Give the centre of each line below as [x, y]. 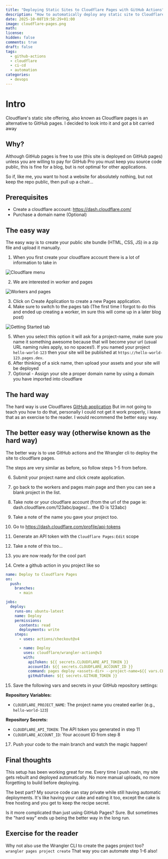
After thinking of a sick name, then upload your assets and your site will [86, 363]
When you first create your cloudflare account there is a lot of [76, 257]
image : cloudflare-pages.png [36, 24]
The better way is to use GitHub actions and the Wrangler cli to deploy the [82, 452]
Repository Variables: [29, 695]
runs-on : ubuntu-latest [39, 611]
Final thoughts [29, 760]
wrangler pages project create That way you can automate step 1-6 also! [82, 851]
